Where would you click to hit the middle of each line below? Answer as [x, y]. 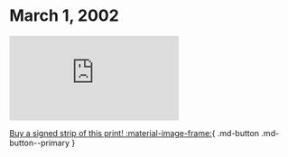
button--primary [40, 143]
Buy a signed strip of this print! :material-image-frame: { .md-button [135, 133]
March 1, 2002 [64, 16]
